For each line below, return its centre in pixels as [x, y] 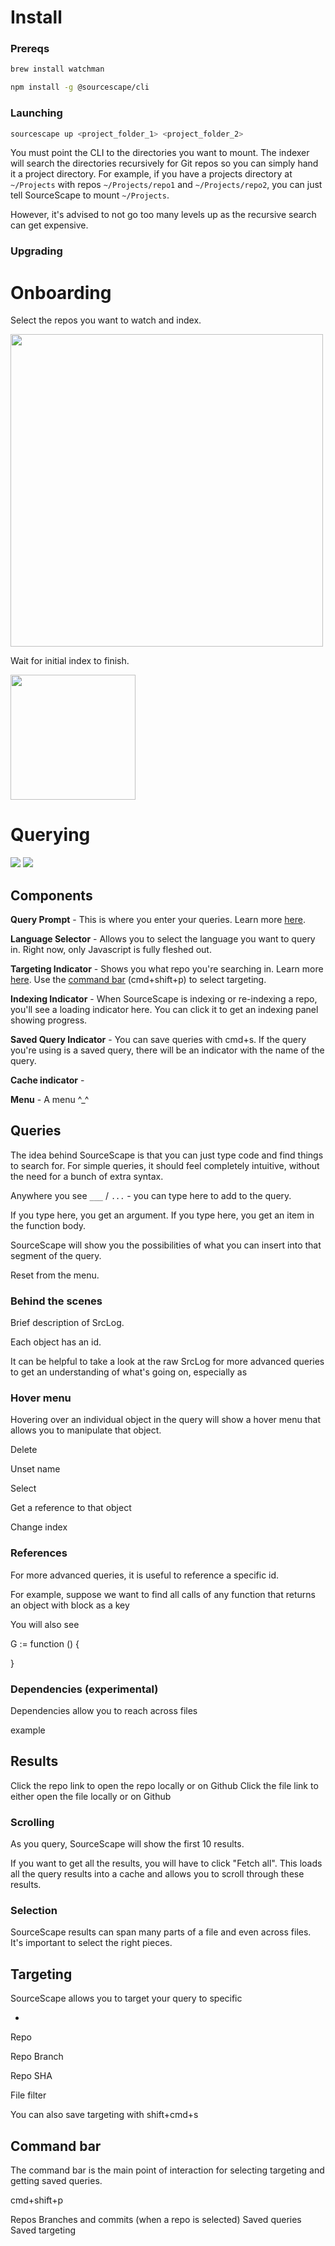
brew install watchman [57, 69]
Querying [50, 835]
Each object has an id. [56, 1342]
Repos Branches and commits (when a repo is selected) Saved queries [156, 2220]
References [39, 1553]
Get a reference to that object [71, 1508]
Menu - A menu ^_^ [50, 1100]
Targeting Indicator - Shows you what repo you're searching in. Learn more [167, 969]
